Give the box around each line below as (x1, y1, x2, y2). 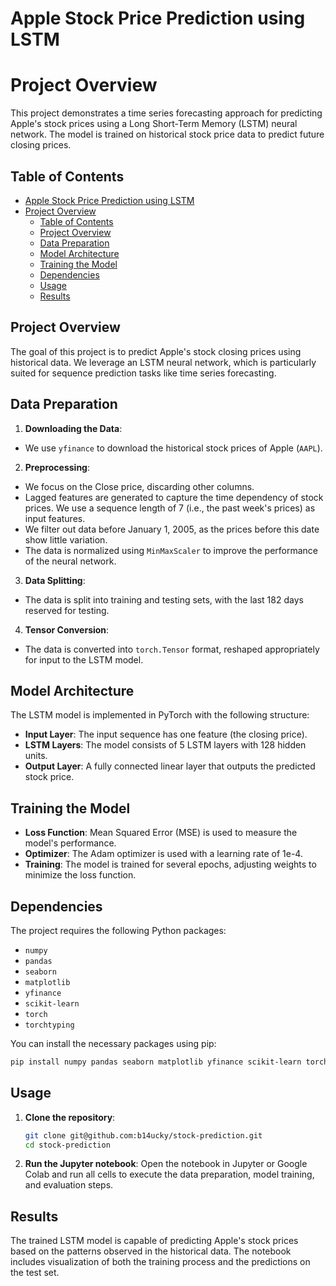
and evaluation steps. (24, 1179, 114, 1191)
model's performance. (24, 837, 117, 849)
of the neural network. (24, 555, 117, 567)
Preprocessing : (24, 461, 90, 473)
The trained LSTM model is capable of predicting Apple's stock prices (10, 1235, 299, 1247)
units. (24, 750, 48, 762)
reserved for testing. (24, 604, 110, 616)
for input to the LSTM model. (24, 653, 144, 666)
